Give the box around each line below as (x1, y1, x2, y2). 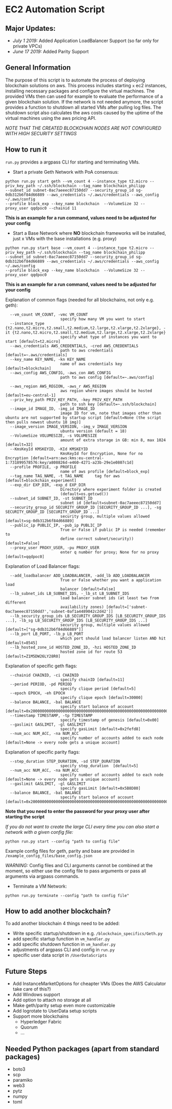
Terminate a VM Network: (12, 883, 68, 889)
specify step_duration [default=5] (60, 763, 139, 768)
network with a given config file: (5, 829, 73, 835)
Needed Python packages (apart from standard (5, 1044, 160, 1053)
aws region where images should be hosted (60, 388, 153, 393)
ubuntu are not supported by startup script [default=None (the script (5, 415, 161, 420)
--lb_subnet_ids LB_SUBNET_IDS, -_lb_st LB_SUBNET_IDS (10, 591, 130, 596)
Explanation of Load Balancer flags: (5, 563, 80, 569)
